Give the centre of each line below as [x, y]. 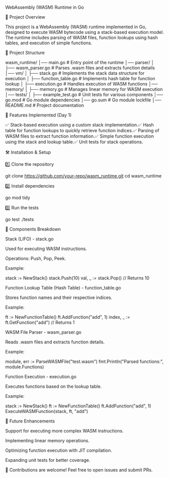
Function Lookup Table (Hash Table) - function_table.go [63, 288]
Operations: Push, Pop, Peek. [36, 258]
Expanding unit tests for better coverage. [48, 460]
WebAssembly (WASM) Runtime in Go [45, 7]
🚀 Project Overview [25, 17]
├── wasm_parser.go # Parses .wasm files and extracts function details [80, 68]
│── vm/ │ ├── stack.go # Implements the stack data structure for [75, 73]
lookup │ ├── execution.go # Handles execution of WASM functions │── [81, 84]
